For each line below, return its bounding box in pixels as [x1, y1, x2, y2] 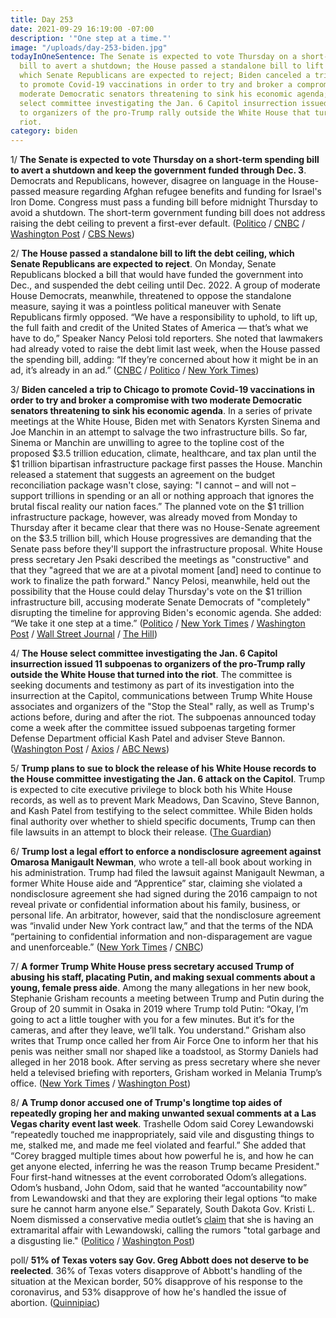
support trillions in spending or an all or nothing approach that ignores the [10, 490, 315, 502]
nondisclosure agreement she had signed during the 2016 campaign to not [10, 888, 318, 900]
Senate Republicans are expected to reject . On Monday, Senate [10, 258, 277, 270]
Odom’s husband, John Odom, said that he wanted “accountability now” [10, 1182, 308, 1194]
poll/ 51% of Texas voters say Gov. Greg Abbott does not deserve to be [10, 1254, 310, 1266]
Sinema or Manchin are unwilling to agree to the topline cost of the [10, 437, 285, 449]
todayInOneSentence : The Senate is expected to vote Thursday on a [10, 52, 298, 62]
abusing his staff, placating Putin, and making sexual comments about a [10, 971, 316, 983]
